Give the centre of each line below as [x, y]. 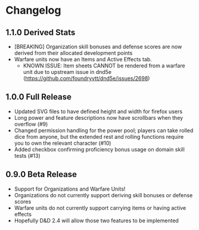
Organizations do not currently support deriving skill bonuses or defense [103, 195]
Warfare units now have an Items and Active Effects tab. [83, 59]
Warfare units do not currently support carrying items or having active [100, 208]
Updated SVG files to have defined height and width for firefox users [98, 111]
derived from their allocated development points [73, 53]
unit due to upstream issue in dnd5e [67, 72]
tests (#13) [27, 156]
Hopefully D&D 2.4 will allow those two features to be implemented [97, 220]
